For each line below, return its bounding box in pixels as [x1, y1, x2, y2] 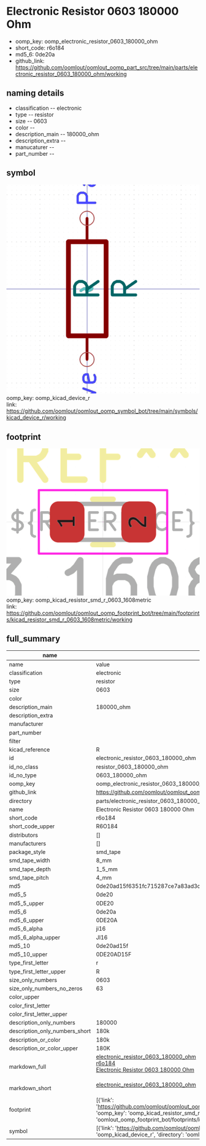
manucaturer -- [15, 143, 55, 151]
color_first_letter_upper [9, 1010, 67, 1018]
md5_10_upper [9, 951, 48, 958]
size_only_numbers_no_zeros [9, 985, 83, 992]
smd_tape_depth [9, 865, 51, 872]
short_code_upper [9, 823, 55, 830]
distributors [9, 831, 39, 839]
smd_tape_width [9, 857, 50, 864]
